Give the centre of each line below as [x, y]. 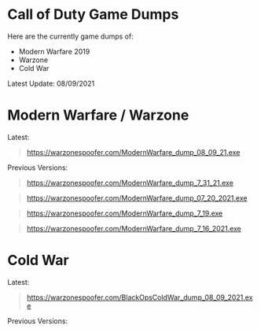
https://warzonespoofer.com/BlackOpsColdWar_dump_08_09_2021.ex [140, 297]
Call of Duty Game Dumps [93, 15]
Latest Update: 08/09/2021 [51, 83]
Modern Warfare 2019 [54, 51]
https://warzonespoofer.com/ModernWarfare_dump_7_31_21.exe [130, 183]
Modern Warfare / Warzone [98, 115]
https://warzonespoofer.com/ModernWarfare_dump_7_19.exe [125, 213]
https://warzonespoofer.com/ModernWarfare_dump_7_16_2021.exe [134, 228]
